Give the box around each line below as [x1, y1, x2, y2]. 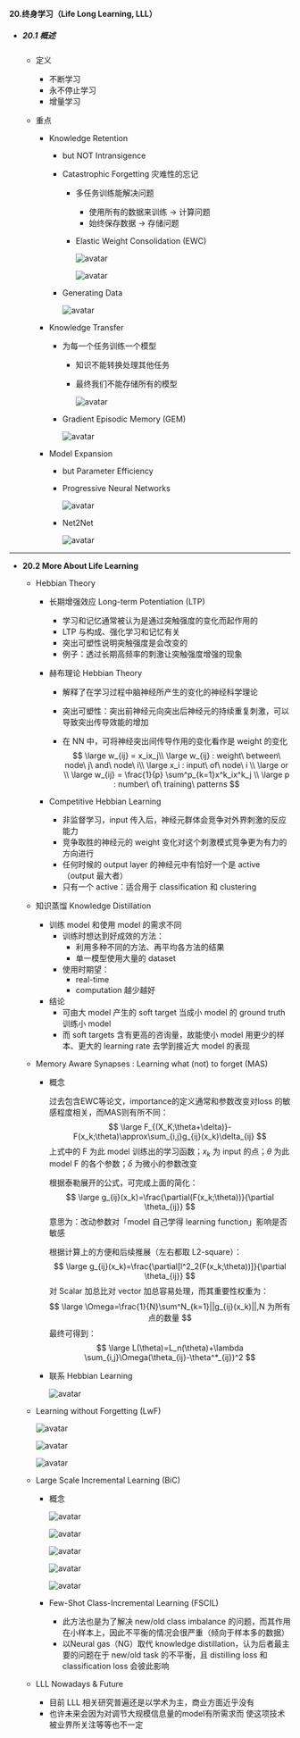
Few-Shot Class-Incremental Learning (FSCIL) [48, 1598, 219, 1608]
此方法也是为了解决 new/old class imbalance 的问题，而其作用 [62, 1617, 291, 1627]
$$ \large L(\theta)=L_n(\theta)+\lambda [96, 1342, 244, 1353]
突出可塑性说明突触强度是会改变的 [62, 637, 188, 648]
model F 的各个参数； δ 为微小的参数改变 [48, 1158, 198, 1169]
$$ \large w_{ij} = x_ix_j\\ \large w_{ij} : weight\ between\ [72, 750, 281, 761]
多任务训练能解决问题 [75, 188, 154, 198]
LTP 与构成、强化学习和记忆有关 [62, 626, 180, 637]
